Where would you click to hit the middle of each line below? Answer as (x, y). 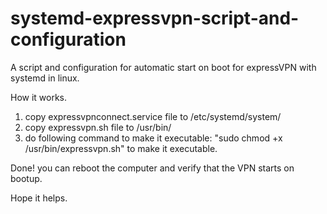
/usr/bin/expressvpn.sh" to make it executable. (121, 148)
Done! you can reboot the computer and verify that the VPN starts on (152, 168)
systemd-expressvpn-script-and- (155, 18)
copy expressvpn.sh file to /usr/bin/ (98, 127)
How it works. (39, 97)
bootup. (26, 178)
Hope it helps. (39, 198)
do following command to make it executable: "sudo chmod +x (153, 138)
